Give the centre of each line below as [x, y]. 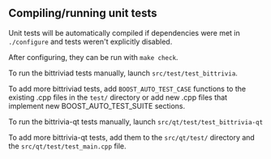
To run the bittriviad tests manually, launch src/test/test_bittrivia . [123, 73]
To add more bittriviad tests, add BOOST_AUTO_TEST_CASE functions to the [127, 88]
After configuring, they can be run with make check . [93, 57]
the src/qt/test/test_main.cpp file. [68, 146]
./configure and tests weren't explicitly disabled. [90, 41]
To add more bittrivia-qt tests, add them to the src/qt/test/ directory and [132, 137]
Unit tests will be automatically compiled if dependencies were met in [125, 32]
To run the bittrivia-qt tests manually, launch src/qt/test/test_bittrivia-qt [136, 122]
